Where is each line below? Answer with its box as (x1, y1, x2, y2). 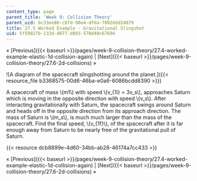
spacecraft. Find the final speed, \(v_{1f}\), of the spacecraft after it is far (6, 120, 184, 127)
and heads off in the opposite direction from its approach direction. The (6, 108, 181, 115)
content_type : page (6, 8, 55, 15)
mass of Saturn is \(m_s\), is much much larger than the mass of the (6, 114, 172, 121)
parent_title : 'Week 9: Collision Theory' (6, 14, 113, 20)
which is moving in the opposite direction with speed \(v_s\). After (6, 95, 166, 102)
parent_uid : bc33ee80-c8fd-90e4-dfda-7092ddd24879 (6, 20, 134, 25)
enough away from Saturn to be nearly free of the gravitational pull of (6, 127, 176, 134)
